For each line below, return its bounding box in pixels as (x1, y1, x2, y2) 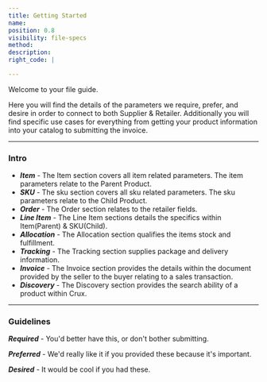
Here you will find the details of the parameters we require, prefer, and (8, 100, 238, 110)
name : (8, 19, 26, 27)
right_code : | (8, 56, 56, 64)
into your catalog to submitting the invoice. (8, 125, 149, 135)
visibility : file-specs (8, 33, 87, 42)
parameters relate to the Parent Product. (19, 179, 153, 189)
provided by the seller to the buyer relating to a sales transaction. (19, 272, 234, 282)
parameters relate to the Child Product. (19, 196, 148, 206)
